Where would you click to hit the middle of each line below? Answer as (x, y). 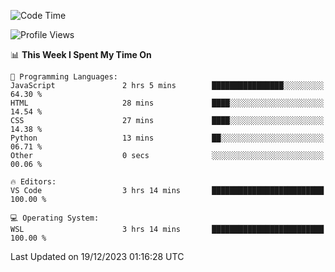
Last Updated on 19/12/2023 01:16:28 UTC (97, 256)
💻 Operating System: (55, 218)
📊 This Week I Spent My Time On (81, 54)
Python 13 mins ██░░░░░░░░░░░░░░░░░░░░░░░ (167, 138)
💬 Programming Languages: (64, 77)
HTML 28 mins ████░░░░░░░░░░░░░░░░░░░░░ (167, 103)
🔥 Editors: (33, 182)
